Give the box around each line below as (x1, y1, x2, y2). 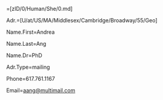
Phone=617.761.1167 (6, 75, 56, 82)
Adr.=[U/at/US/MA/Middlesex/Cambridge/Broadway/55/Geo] (6, 17, 158, 23)
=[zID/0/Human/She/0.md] (6, 5, 73, 12)
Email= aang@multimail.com (6, 87, 75, 94)
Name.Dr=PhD (6, 52, 42, 59)
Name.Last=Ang (6, 40, 46, 47)
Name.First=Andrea (6, 28, 56, 36)
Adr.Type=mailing (6, 63, 50, 70)
